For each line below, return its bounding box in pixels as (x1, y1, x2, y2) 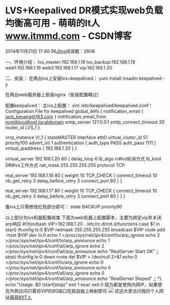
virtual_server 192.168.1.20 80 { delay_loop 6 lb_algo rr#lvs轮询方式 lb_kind (5, 155, 161, 161)
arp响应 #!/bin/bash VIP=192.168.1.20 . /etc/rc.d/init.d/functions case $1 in (5, 221, 160, 227)
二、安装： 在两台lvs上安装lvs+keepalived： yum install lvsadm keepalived (5, 75, 162, 81)
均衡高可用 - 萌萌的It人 (5, 17, 100, 29)
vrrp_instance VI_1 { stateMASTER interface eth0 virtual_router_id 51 (5, 134, 148, 140)
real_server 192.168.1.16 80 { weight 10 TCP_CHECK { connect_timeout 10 (5, 172, 158, 178)
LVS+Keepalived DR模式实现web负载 (5, 5, 163, 16)
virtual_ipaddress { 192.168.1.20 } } (5, 145, 77, 151)
